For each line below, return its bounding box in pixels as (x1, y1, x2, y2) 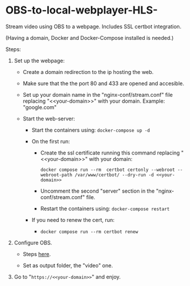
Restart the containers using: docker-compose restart (40, 205, 170, 212)
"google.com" (22, 103, 57, 110)
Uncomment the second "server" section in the (40, 187, 155, 194)
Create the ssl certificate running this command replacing (40, 149, 180, 156)
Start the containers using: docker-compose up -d (31, 126, 151, 133)
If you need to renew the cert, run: (31, 216, 115, 223)
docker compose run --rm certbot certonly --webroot (40, 167, 175, 173)
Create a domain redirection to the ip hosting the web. (22, 68, 154, 75)
